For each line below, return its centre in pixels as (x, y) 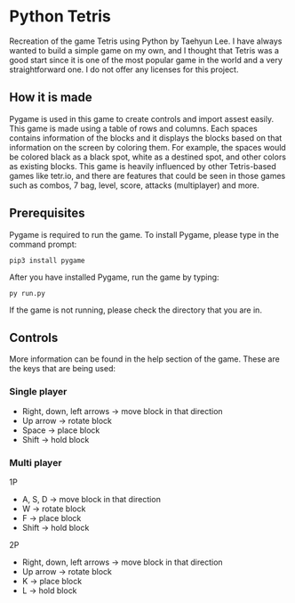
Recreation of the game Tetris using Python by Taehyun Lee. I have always (146, 41)
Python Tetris (60, 16)
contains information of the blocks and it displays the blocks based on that (146, 138)
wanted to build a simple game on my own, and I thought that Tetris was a (144, 50)
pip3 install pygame (48, 260)
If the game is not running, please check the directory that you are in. (136, 310)
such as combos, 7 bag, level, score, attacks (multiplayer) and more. (134, 185)
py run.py (28, 293)
